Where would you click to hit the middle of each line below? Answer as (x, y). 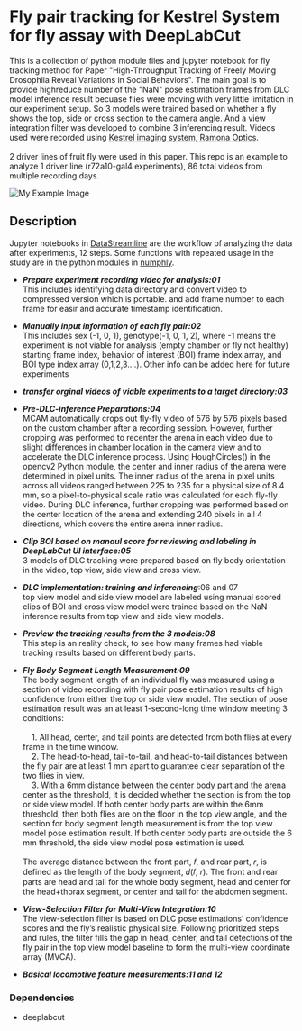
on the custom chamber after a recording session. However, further (147, 428)
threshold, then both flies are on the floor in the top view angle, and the (154, 814)
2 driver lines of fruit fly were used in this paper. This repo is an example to (149, 156)
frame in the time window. (70, 746)
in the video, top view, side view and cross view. (112, 570)
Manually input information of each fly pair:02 (111, 325)
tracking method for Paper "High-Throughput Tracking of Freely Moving (143, 70)
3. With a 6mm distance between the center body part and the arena (159, 785)
